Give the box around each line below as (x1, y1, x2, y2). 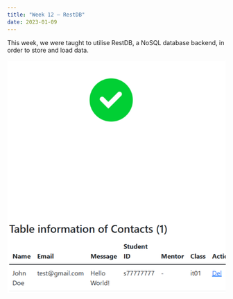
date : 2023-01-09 (7, 18, 58, 26)
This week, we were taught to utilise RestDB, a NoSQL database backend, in (7, 38, 225, 46)
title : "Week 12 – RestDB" (7, 11, 85, 18)
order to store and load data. (7, 46, 89, 54)
